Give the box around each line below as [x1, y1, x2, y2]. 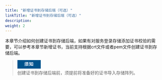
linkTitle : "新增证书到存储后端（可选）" [5, 13, 81, 18]
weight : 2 [5, 23, 26, 28]
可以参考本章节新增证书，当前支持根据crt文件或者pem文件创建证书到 [13, 44, 153, 50]
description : [5, 18, 32, 23]
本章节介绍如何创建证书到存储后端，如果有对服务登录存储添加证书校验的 [5, 38, 151, 44]
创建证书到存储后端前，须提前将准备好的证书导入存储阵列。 [17, 70, 138, 76]
